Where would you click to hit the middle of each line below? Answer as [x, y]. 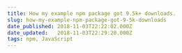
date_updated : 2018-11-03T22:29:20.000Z [70, 33]
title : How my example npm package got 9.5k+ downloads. [92, 13]
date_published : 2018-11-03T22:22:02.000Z [70, 26]
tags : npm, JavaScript [40, 39]
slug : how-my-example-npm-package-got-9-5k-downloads [87, 20]
